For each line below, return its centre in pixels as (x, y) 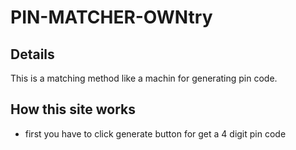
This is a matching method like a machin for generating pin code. (144, 78)
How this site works (73, 109)
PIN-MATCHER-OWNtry (111, 17)
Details (32, 54)
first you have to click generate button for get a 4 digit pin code (155, 133)
